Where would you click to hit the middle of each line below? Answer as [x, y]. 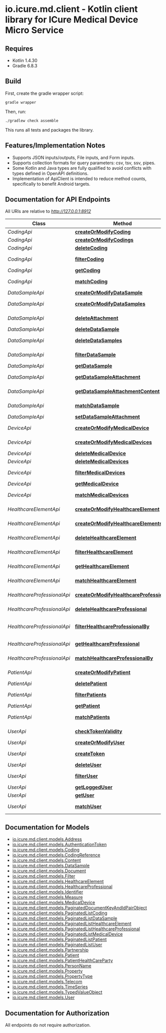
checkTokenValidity [99, 732]
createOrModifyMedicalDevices [113, 442]
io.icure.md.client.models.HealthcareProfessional [62, 887]
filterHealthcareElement [104, 552]
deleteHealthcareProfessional [111, 609]
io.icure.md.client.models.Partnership [50, 950]
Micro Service [35, 30]
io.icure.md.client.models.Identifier [48, 892]
